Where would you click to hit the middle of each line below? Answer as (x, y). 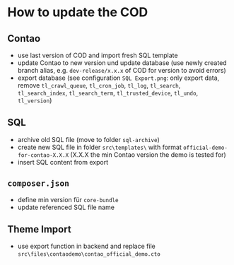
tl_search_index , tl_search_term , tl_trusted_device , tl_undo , (108, 93)
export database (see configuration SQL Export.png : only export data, (118, 78)
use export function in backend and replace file (86, 246)
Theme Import (40, 229)
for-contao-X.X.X (43, 155)
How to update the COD (78, 12)
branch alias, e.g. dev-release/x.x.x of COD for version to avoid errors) (122, 70)
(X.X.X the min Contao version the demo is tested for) (148, 154)
